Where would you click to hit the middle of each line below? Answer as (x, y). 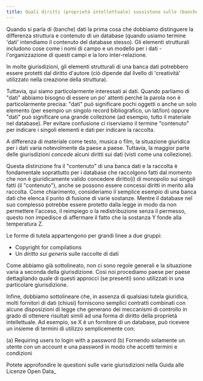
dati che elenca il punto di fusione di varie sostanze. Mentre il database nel (99, 198)
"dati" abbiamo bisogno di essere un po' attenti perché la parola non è (94, 97)
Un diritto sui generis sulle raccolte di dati (67, 253)
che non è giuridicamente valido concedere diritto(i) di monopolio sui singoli (101, 178)
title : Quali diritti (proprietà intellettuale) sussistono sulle (92, 12)
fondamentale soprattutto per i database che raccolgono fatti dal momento (99, 172)
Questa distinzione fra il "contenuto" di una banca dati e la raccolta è (92, 166)
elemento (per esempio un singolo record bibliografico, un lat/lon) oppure (98, 110)
